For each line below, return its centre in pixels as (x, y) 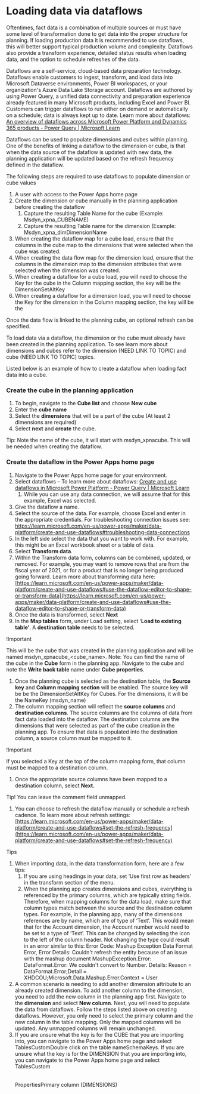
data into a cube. (27, 375)
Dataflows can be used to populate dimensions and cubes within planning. (97, 139)
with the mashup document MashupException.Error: (87, 959)
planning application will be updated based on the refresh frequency (90, 158)
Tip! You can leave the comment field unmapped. (66, 797)
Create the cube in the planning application (70, 390)
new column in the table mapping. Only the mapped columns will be (98, 1022)
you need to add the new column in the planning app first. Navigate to (100, 996)
